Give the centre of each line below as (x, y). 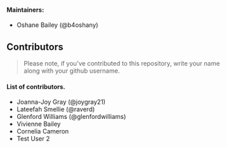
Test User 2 (33, 139)
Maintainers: (25, 10)
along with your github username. (72, 71)
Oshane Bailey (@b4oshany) (57, 25)
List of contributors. (36, 86)
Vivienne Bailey (39, 124)
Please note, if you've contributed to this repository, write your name (121, 64)
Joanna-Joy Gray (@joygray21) (61, 102)
